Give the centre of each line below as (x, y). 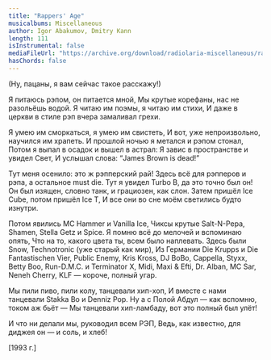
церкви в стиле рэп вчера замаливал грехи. (85, 116)
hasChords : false (38, 61)
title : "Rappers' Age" (46, 16)
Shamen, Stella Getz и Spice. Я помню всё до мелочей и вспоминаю (125, 232)
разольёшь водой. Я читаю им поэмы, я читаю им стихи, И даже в (123, 108)
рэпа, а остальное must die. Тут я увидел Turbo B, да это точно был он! (131, 182)
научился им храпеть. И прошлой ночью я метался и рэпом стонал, (126, 140)
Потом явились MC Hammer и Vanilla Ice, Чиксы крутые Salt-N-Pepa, (127, 224)
